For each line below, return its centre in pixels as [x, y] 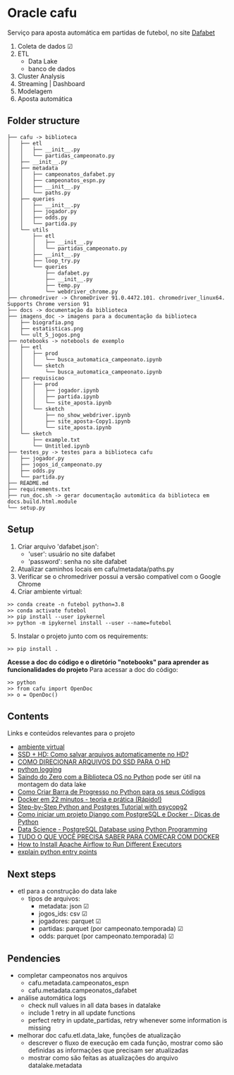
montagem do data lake [52, 784]
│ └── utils [28, 230]
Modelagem [35, 91]
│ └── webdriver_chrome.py [63, 292]
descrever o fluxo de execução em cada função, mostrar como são [125, 1043]
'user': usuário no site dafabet [72, 554]
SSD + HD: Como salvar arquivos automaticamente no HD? [103, 755]
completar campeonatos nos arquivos [73, 975]
